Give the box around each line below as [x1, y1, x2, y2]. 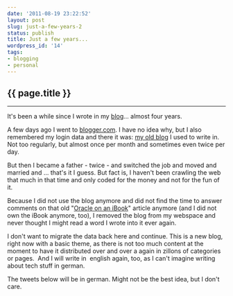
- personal [7, 62, 39, 69]
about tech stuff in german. [7, 261, 85, 270]
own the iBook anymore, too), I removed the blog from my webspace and [7, 211, 216, 220]
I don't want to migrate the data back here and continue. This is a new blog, [7, 232, 223, 241]
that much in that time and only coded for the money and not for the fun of [7, 176, 220, 184]
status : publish [7, 29, 54, 37]
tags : [7, 49, 23, 56]
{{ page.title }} [7, 87, 71, 99]
